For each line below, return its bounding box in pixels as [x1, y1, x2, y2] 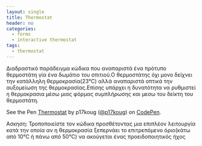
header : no [6, 20, 34, 26]
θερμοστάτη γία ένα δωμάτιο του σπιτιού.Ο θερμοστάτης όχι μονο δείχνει [6, 71, 192, 78]
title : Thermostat [6, 14, 53, 21]
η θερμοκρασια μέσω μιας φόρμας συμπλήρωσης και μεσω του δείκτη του [6, 90, 194, 97]
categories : [6, 25, 36, 32]
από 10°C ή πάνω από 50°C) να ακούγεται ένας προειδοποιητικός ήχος [6, 133, 186, 140]
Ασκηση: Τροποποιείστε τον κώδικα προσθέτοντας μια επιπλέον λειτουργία [6, 120, 196, 127]
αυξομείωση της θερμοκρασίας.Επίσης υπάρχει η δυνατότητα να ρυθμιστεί [6, 84, 196, 91]
